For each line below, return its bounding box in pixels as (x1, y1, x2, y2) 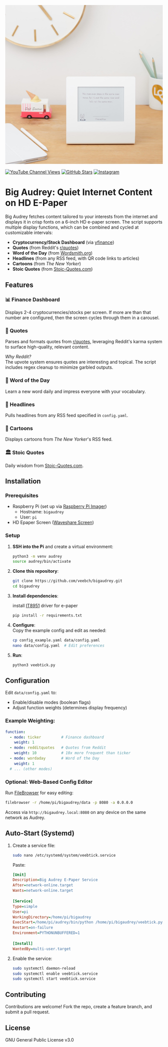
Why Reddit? (5, 354, 31, 360)
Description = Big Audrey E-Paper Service (12, 877, 98, 883)
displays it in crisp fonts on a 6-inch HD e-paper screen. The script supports (5, 219, 162, 225)
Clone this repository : (12, 568, 59, 574)
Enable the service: (12, 955, 52, 962)
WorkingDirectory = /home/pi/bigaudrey (12, 914, 91, 919)
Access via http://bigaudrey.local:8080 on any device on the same (5, 809, 146, 815)
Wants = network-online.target (12, 888, 73, 893)
